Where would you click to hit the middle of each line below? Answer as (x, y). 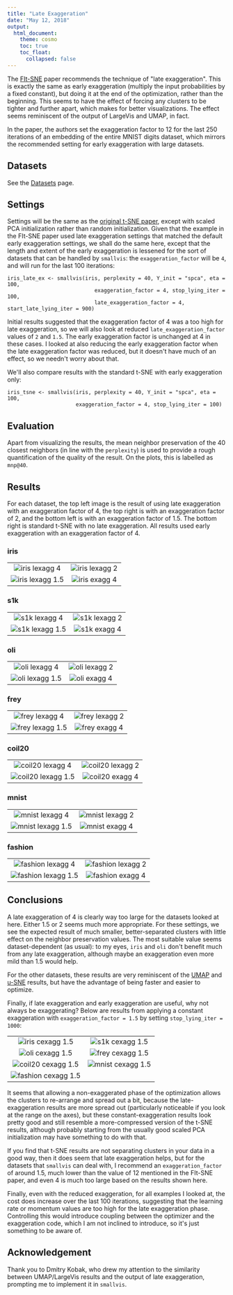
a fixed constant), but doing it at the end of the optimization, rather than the (115, 93)
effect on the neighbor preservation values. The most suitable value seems (114, 939)
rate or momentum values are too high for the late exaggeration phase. (109, 1208)
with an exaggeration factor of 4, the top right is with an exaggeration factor (116, 511)
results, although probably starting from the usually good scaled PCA (106, 1129)
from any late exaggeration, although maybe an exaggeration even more (111, 954)
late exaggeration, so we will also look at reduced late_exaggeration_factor (116, 329)
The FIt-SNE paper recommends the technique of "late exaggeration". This (114, 79)
